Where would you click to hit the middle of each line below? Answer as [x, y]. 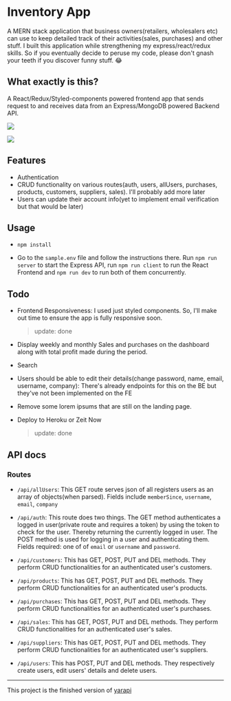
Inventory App [49, 12]
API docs [27, 455]
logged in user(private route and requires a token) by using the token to [118, 524]
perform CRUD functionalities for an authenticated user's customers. [114, 567]
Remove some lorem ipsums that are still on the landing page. [104, 407]
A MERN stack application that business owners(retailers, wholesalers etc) [112, 31]
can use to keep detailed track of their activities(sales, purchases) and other [115, 38]
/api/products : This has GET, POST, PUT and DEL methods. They [110, 580]
